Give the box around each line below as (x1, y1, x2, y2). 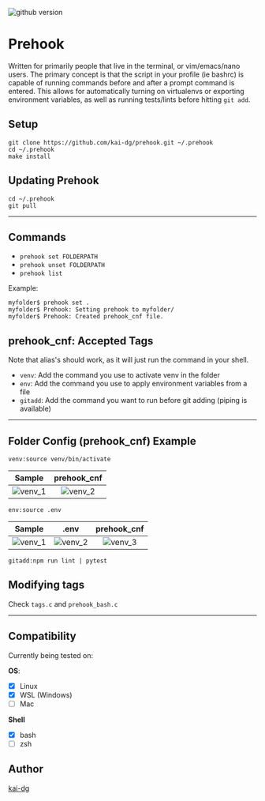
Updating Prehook (8, 174, 99, 187)
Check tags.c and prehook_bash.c (8, 599, 118, 608)
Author (8, 762, 43, 776)
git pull (8, 201, 37, 209)
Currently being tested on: (8, 650, 94, 660)
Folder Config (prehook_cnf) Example (8, 434, 196, 448)
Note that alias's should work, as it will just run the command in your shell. (8, 355, 249, 365)
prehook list (19, 269, 63, 278)
